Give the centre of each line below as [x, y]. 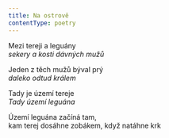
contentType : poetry [42, 23]
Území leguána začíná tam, [52, 117]
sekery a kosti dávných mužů [56, 54]
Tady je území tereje [41, 93]
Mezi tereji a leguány [42, 45]
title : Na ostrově [38, 15]
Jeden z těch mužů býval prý [56, 69]
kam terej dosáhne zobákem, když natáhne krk [84, 125]
